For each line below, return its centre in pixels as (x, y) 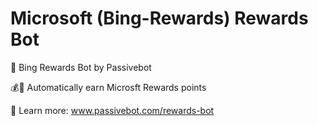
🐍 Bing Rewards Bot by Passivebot (81, 67)
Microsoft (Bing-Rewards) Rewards (159, 18)
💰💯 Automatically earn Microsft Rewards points (108, 87)
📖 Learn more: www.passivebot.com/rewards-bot (112, 110)
